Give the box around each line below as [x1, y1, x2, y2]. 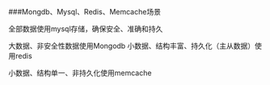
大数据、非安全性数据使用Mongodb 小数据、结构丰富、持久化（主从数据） [8, 41, 255, 51]
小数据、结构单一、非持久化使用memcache [8, 68, 152, 78]
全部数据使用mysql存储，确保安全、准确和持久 [8, 24, 163, 34]
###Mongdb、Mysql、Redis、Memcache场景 [8, 7, 162, 16]
